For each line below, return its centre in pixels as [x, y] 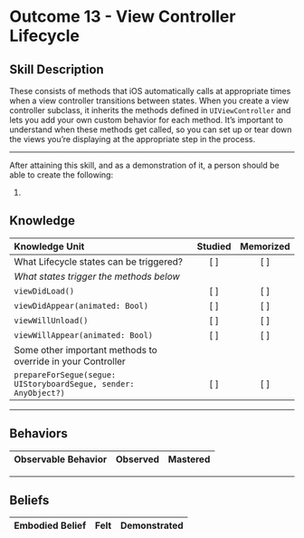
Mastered [189, 459]
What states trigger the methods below [97, 276]
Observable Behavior [60, 459]
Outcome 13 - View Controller [123, 17]
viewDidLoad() [44, 291]
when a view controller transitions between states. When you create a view [149, 101]
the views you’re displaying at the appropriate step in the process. [133, 139]
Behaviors [38, 433]
